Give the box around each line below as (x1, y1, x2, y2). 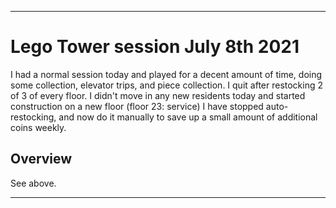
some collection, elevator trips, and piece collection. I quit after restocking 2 (10, 79, 324, 91)
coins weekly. (10, 121, 67, 133)
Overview (10, 151, 73, 168)
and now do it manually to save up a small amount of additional (58, 111, 318, 123)
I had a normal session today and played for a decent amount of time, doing (10, 68, 323, 80)
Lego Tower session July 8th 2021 (10, 36, 300, 58)
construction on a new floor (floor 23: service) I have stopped (10, 100, 264, 112)
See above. (10, 177, 57, 189)
